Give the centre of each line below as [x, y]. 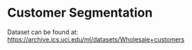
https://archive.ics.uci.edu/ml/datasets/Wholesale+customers [96, 39]
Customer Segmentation [80, 13]
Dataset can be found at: [43, 32]
